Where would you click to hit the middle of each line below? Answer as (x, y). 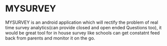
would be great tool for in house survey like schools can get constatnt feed (82, 33)
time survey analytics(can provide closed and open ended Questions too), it (83, 27)
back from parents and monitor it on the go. (50, 38)
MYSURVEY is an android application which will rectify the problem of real (82, 22)
